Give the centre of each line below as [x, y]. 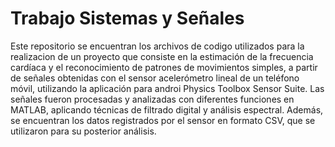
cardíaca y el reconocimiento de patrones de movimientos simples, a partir [164, 67]
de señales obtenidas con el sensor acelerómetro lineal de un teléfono [155, 78]
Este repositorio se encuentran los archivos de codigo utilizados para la [157, 46]
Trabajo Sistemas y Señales [127, 18]
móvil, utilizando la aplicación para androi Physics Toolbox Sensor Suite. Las [167, 88]
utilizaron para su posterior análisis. [83, 131]
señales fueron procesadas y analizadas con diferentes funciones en [152, 99]
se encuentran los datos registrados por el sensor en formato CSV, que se [163, 120]
